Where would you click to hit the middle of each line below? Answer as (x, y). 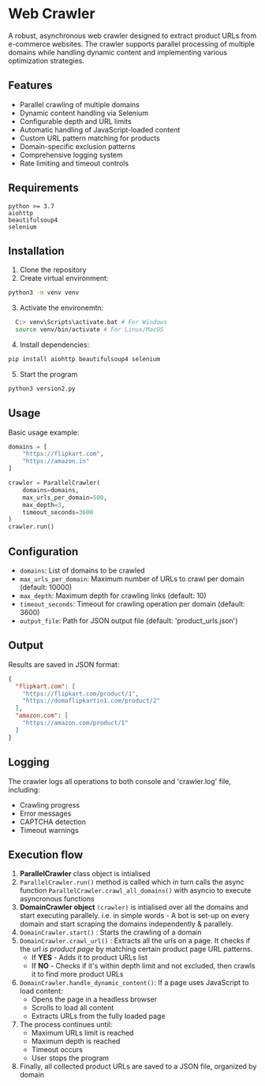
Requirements (43, 188)
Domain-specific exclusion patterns (77, 146)
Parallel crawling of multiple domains (79, 104)
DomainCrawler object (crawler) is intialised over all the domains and (134, 907)
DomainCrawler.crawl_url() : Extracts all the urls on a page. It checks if (135, 941)
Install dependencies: (54, 345)
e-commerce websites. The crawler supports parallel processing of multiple (131, 43)
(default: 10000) (46, 587)
